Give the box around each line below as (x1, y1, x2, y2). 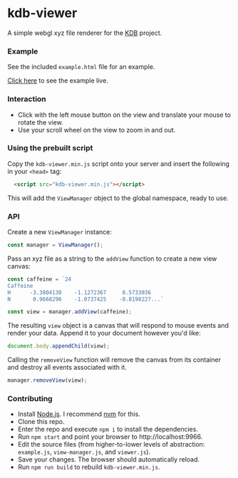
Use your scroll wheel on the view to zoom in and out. (17, 125, 176, 134)
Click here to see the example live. (7, 76, 108, 85)
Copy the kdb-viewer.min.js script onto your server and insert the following (7, 159, 230, 168)
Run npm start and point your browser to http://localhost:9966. (17, 432, 203, 441)
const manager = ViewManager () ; (7, 241, 103, 249)
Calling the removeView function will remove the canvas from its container (7, 355, 221, 364)
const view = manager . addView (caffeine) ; (7, 308, 133, 316)
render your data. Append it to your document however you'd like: (7, 329, 201, 338)
